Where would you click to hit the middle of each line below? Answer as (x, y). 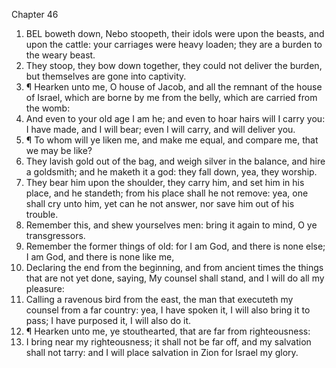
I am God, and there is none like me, (100, 257)
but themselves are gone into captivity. (106, 76)
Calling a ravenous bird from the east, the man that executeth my (159, 299)
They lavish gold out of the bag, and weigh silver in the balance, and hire (175, 161)
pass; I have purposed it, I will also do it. (108, 320)
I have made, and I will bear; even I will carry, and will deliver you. (160, 129)
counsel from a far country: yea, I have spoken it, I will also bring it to (168, 310)
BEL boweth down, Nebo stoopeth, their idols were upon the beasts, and (175, 33)
